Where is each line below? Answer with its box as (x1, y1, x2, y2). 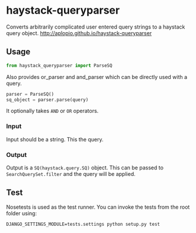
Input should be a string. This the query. (6, 136, 104, 143)
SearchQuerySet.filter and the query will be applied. (6, 170, 136, 177)
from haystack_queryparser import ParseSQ (6, 62, 113, 68)
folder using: (6, 209, 37, 217)
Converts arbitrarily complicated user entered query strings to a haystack (6, 23, 185, 30)
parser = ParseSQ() (6, 91, 54, 97)
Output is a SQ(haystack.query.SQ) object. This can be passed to (6, 164, 164, 171)
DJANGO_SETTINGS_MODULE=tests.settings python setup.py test (6, 221, 160, 227)
